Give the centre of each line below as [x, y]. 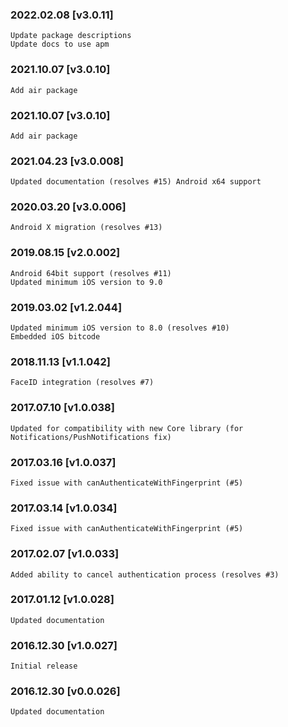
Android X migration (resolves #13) [86, 228]
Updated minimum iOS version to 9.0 [86, 282]
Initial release [44, 666]
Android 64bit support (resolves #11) [91, 273]
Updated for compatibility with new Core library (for [127, 428]
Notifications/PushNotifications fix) [91, 437]
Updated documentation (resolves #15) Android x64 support [136, 182]
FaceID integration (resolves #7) [82, 383]
